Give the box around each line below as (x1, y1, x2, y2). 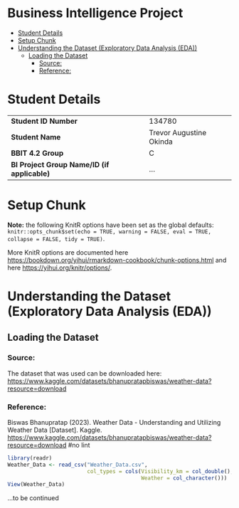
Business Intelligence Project (7, 5, 184, 21)
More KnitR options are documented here (7, 248, 129, 257)
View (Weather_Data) (7, 481, 65, 488)
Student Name (11, 132, 61, 142)
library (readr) (7, 454, 53, 462)
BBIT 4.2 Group (11, 148, 64, 158)
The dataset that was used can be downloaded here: (7, 369, 162, 378)
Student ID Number (11, 116, 78, 126)
